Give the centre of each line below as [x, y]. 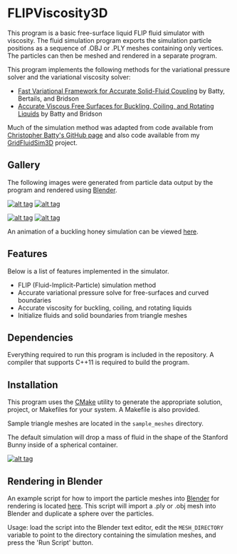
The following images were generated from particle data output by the [110, 182]
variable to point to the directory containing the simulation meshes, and [112, 535]
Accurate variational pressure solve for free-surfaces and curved [113, 292]
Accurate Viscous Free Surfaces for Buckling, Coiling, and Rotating [116, 106]
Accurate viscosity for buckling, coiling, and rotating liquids [105, 308]
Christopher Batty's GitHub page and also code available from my [104, 135]
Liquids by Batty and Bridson [60, 114]
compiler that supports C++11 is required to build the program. [99, 363]
